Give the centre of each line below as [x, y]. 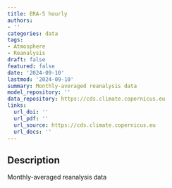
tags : [15, 40]
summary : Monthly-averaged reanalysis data [72, 86]
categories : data [33, 33]
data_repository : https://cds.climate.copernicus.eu [86, 99]
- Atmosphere [26, 46]
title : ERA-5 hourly [38, 14]
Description [33, 160]
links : [17, 106]
